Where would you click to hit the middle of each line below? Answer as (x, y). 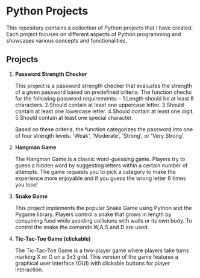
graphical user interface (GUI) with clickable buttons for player (92, 263)
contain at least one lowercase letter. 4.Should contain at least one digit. (105, 111)
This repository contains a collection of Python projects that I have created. (100, 28)
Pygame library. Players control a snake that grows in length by (93, 214)
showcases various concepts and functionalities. (67, 40)
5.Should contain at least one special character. (74, 117)
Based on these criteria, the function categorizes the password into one (104, 129)
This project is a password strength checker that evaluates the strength (104, 85)
